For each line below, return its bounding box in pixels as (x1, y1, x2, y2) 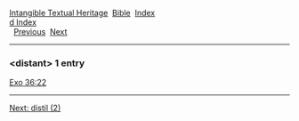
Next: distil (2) (9, 102, 61, 114)
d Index (9, 17, 37, 28)
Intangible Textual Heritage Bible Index (9, 8, 156, 18)
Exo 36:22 (9, 77, 47, 88)
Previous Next (12, 27, 68, 36)
